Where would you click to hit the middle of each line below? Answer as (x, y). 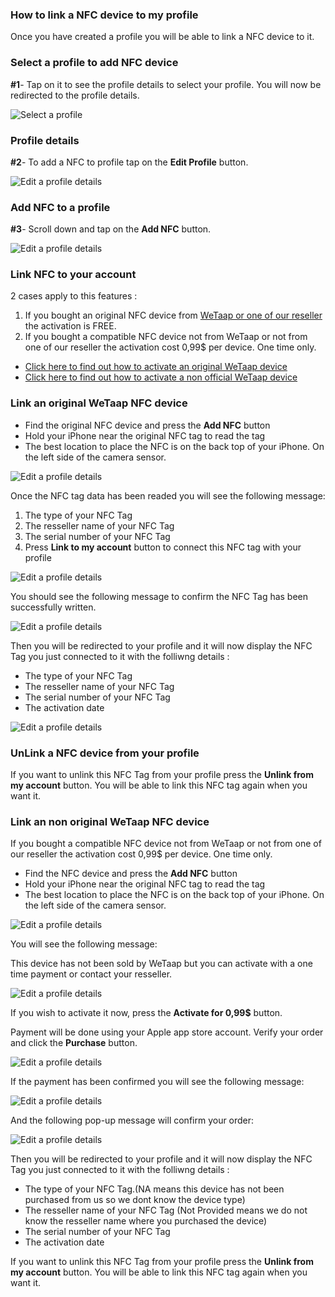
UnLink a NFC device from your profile (105, 753)
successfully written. (53, 607)
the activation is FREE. (70, 326)
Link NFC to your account (73, 275)
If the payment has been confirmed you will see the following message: (157, 1082)
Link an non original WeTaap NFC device (110, 821)
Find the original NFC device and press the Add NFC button (147, 425)
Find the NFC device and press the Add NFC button (131, 874)
